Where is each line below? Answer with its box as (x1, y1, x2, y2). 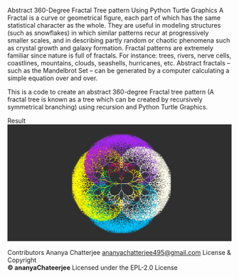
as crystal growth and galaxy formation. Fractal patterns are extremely (7, 44, 213, 52)
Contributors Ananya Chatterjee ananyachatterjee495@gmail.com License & (7, 248, 231, 256)
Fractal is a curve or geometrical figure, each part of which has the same (7, 13, 221, 22)
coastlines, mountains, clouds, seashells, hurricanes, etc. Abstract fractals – (7, 59, 230, 67)
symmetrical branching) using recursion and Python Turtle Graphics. (7, 103, 208, 111)
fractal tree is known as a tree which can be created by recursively (7, 95, 203, 104)
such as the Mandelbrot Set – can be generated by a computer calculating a (7, 67, 230, 75)
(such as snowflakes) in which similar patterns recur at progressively (7, 28, 209, 37)
